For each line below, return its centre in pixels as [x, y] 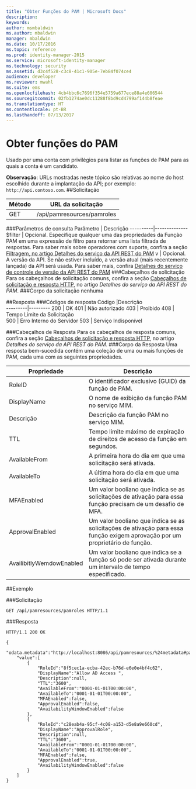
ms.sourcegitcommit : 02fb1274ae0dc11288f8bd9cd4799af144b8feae [85, 98]
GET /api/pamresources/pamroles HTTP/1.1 [57, 611]
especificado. [107, 574]
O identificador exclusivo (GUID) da [137, 381]
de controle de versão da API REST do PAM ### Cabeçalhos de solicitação [95, 272]
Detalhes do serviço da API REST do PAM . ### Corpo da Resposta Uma [92, 344]
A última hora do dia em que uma [134, 473]
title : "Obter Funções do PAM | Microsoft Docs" [66, 11]
